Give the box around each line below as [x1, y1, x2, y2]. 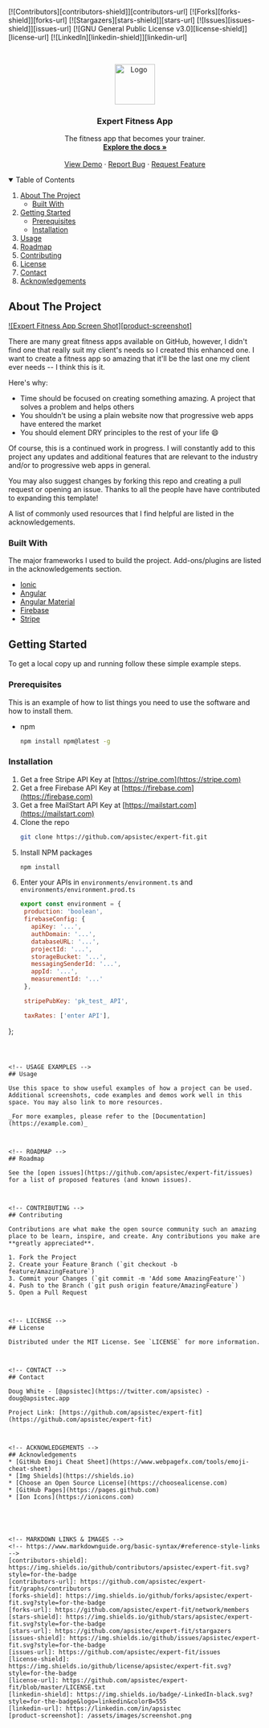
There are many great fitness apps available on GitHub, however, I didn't [8, 337, 247, 346]
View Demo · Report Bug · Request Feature [63, 160, 206, 169]
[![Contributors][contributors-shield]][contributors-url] [8, 7, 189, 16]
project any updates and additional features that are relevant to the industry [8, 452, 259, 462]
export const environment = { [19, 900, 122, 909]
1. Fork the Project [8, 1253, 78, 1262]
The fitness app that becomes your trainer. [63, 134, 206, 143]
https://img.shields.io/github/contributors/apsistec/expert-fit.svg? [8, 1563, 250, 1572]
